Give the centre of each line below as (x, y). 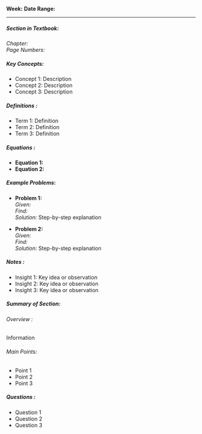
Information (20, 338)
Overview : (20, 319)
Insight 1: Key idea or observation (56, 277)
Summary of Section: (34, 304)
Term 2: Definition (37, 127)
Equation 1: (29, 162)
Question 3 (29, 425)
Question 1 (28, 412)
